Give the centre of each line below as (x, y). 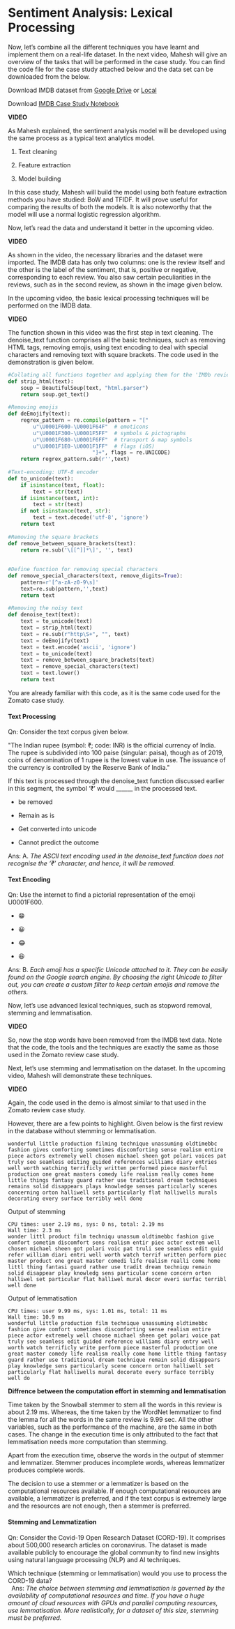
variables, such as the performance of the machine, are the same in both (112, 1427)
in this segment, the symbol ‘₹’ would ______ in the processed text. (103, 789)
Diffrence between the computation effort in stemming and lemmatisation (117, 1391)
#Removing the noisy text (45, 608)
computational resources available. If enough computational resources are (115, 1491)
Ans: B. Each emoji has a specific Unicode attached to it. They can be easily (118, 970)
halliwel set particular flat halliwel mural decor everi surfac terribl (117, 1280)
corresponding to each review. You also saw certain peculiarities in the (109, 277)
